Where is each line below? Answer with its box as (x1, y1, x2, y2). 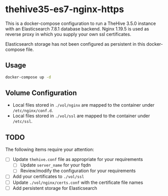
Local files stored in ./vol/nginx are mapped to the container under (12, 102, 155, 108)
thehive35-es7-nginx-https (5, 4, 124, 15)
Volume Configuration (5, 89, 77, 97)
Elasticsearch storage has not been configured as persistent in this (5, 41, 146, 47)
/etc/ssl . (12, 118, 33, 124)
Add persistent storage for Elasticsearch (12, 185, 98, 191)
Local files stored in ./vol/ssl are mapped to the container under (12, 113, 150, 119)
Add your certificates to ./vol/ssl (12, 174, 85, 180)
